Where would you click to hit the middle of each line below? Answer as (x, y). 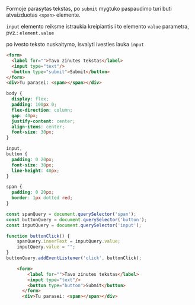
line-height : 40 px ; (36, 171)
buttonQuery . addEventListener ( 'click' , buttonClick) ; (74, 258)
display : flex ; (30, 99)
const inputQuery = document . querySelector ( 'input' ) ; (74, 225)
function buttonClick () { (38, 236)
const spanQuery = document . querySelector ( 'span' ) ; (71, 214)
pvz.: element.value (30, 33)
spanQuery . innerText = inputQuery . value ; (68, 241)
